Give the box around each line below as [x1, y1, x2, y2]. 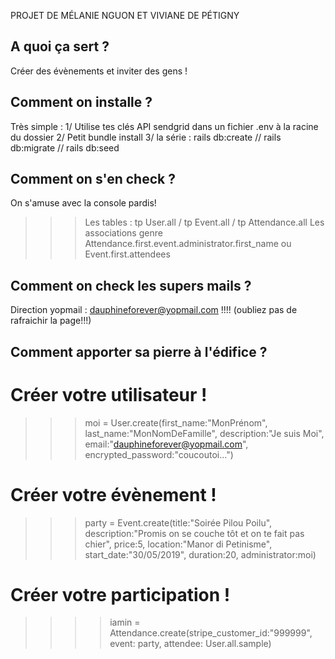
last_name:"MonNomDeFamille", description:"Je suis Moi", [84, 427, 325, 439]
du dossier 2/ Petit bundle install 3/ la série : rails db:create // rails [10, 131, 282, 143]
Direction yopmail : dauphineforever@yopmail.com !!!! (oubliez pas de [10, 304, 298, 316]
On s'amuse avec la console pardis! [10, 197, 157, 209]
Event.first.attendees [84, 248, 171, 260]
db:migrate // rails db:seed [10, 141, 120, 154]
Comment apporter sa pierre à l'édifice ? [10, 343, 268, 360]
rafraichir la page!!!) [10, 315, 92, 327]
